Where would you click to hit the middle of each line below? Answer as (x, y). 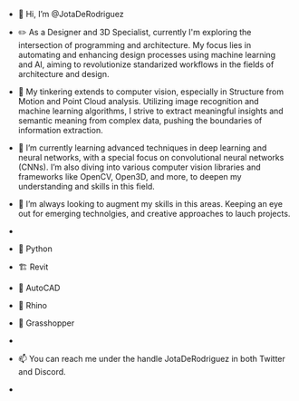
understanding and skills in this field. (87, 186)
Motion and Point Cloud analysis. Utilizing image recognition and (139, 101)
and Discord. (42, 372)
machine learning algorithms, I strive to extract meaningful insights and (150, 111)
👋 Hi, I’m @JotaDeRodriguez (71, 14)
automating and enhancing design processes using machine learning (147, 55)
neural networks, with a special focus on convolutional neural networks (151, 157)
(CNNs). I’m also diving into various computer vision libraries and (139, 167)
